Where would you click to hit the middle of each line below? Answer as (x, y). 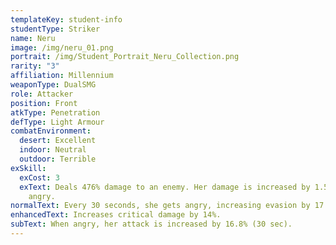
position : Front (44, 103)
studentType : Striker (55, 29)
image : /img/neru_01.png (62, 47)
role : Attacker (42, 94)
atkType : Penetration (55, 112)
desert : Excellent (58, 141)
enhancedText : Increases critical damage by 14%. (116, 215)
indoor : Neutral (53, 150)
